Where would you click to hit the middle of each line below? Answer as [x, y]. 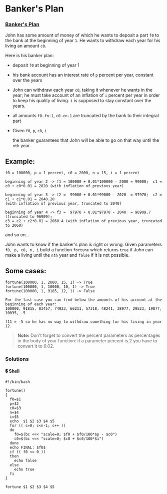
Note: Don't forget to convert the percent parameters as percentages [89, 335]
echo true [24, 469]
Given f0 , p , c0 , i [29, 131]
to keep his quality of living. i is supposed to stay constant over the [82, 101]
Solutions [17, 359]
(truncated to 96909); [29, 217]
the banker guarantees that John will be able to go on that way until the [86, 140]
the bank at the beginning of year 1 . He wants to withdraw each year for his [83, 41]
